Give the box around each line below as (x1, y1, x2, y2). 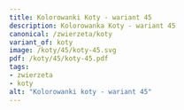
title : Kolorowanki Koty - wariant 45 (9, 12, 152, 22)
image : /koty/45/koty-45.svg (9, 46, 117, 55)
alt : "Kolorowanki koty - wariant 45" (9, 87, 152, 96)
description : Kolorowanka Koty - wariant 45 (9, 21, 176, 30)
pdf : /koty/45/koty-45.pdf (9, 54, 109, 63)
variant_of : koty (9, 37, 73, 47)
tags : (9, 63, 29, 72)
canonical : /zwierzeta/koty (9, 29, 113, 38)
